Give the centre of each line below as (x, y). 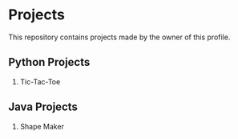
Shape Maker (42, 126)
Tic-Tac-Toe (40, 81)
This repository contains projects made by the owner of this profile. (119, 37)
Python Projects (49, 62)
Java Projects (43, 107)
